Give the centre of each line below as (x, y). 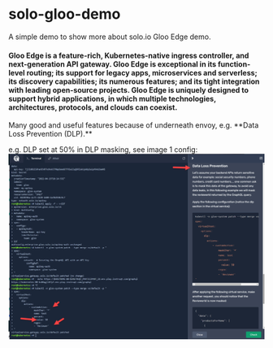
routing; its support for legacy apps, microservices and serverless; (142, 72)
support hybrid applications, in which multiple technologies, (113, 98)
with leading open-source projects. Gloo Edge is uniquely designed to (129, 89)
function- (234, 64)
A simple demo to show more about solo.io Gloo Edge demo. (110, 37)
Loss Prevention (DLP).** (50, 134)
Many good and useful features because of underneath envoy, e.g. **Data (134, 125)
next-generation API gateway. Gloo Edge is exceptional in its (113, 64)
